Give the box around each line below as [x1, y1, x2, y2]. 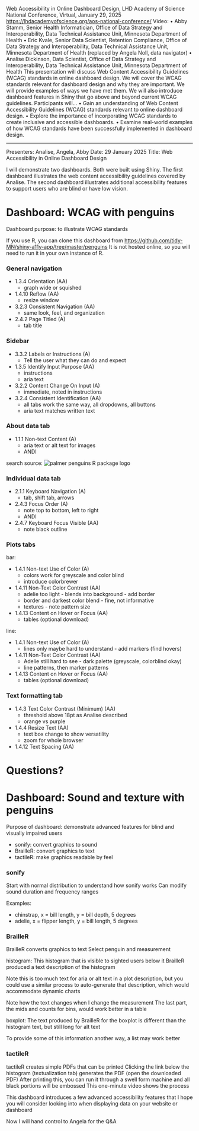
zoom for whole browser [23, 736, 84, 744]
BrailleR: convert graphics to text [14, 847, 95, 854]
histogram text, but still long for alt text [6, 1024, 101, 1031]
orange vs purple [23, 718, 66, 725]
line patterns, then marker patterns [23, 664, 109, 671]
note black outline [23, 525, 68, 533]
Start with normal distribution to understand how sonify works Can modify [6, 882, 187, 889]
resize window [23, 297, 59, 304]
